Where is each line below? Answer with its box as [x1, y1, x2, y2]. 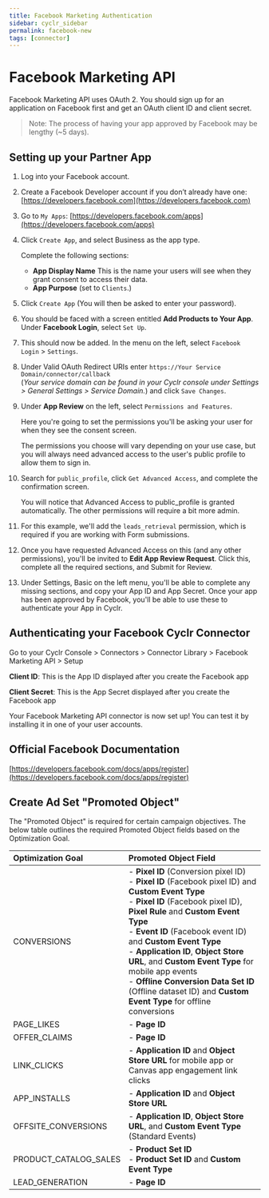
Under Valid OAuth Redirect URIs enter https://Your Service [20, 362, 222, 372]
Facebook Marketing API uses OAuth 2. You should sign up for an [9, 95, 224, 105]
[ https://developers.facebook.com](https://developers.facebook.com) [20, 196, 251, 205]
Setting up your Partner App [9, 150, 152, 164]
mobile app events [128, 966, 198, 977]
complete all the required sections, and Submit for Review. [20, 563, 212, 571]
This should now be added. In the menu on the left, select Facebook [20, 338, 241, 348]
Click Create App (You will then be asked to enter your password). [20, 299, 237, 308]
